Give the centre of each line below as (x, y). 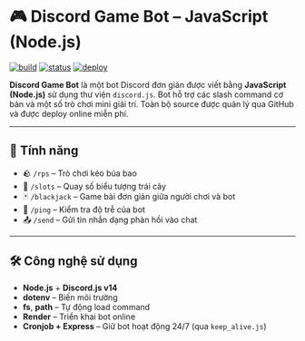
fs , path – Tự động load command (86, 307)
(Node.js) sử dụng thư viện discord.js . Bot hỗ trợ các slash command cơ (147, 94)
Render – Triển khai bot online (79, 317)
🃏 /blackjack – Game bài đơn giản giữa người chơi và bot (129, 196)
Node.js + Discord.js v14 (70, 287)
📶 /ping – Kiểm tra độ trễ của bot (84, 209)
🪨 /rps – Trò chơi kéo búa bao (80, 173)
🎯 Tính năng (44, 151)
